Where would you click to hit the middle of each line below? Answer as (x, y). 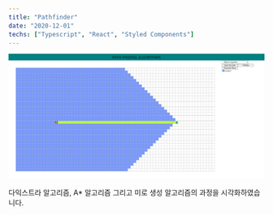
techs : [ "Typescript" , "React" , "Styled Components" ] (102, 34)
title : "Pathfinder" (43, 17)
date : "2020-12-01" (41, 26)
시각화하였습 (240, 192)
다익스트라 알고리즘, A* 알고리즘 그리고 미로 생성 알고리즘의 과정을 (114, 192)
